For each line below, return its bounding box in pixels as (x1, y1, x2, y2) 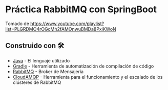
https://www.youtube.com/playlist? (30, 20, 104, 27)
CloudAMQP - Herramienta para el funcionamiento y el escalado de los (12, 74, 163, 80)
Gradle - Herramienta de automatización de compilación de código (12, 63, 154, 69)
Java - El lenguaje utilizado (12, 57, 70, 63)
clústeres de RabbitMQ (12, 79, 61, 85)
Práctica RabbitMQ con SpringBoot (5, 4, 157, 15)
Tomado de (5, 20, 30, 27)
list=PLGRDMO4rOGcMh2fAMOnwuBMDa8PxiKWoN (5, 26, 116, 32)
